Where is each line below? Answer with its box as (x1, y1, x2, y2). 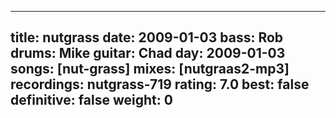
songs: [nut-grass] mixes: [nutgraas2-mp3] (10, 61, 290, 78)
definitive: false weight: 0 (10, 92, 173, 109)
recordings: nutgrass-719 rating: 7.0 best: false (10, 76, 310, 93)
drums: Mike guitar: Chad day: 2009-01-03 (10, 45, 286, 62)
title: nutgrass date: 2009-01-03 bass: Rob (10, 29, 284, 46)
